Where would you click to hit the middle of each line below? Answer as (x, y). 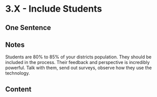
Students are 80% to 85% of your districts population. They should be (78, 57)
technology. (18, 73)
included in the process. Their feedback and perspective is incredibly (77, 62)
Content (18, 89)
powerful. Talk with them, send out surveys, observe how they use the (78, 68)
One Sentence (28, 28)
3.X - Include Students (54, 9)
